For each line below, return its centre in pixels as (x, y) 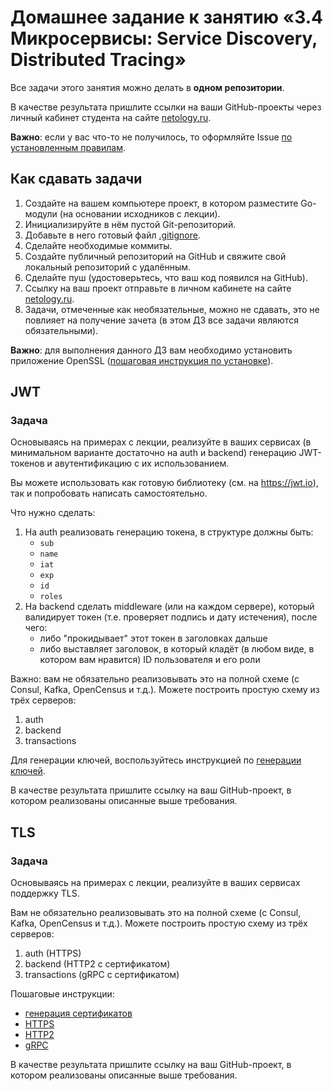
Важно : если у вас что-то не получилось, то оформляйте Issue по (151, 137)
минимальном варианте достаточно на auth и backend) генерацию (153, 453)
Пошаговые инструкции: (62, 994)
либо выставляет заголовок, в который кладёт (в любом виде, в (177, 649)
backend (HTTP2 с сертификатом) (97, 964)
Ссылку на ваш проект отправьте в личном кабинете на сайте (158, 288)
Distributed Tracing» (98, 60)
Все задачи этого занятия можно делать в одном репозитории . (147, 87)
